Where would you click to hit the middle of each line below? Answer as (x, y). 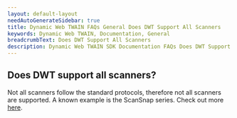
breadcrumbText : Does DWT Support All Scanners (79, 40)
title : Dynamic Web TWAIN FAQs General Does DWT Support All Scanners (114, 27)
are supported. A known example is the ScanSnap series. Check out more (116, 100)
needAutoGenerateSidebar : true (54, 20)
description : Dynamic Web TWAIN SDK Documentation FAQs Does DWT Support (119, 47)
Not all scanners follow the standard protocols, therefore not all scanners (115, 92)
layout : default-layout (43, 14)
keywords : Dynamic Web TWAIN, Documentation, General (89, 34)
